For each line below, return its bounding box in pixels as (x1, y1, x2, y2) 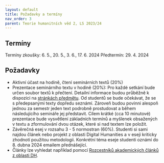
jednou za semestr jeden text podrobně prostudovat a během (12, 105, 136, 111)
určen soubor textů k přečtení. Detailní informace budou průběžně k (12, 89, 149, 96)
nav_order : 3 (5, 16, 32, 21)
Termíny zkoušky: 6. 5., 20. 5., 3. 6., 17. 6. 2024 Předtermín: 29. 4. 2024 (5, 52, 149, 58)
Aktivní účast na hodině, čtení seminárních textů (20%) (12, 79, 123, 85)
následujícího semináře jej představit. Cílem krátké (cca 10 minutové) (12, 110, 151, 116)
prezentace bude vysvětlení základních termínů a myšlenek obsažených (12, 116, 158, 122)
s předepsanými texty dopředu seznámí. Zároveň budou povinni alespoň (12, 100, 158, 106)
